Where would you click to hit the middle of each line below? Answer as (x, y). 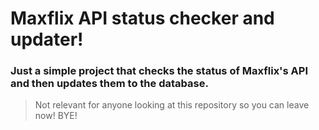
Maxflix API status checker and (142, 18)
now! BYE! (56, 116)
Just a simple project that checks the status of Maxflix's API (159, 71)
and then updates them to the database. (109, 84)
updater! (47, 39)
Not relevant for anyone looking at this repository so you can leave (172, 105)
